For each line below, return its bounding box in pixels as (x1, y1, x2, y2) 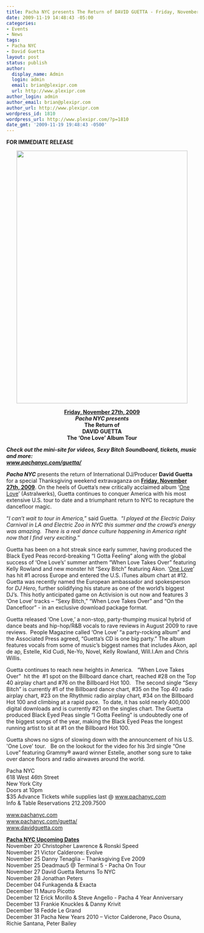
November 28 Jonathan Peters (6, 875, 83, 882)
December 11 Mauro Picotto (6, 887, 75, 895)
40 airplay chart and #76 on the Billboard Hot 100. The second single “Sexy (6, 679, 198, 686)
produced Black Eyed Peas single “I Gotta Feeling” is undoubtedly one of (6, 711, 189, 719)
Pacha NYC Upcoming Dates (6, 836, 80, 843)
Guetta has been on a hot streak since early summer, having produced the (6, 546, 192, 553)
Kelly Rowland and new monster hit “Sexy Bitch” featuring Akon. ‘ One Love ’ (6, 566, 195, 573)
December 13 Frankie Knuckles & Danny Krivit (6, 900, 121, 908)
